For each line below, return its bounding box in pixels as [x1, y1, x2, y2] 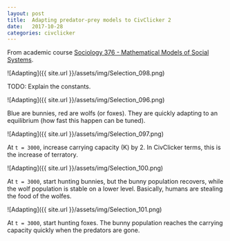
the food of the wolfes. [7, 192, 72, 200]
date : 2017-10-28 [7, 23, 64, 30]
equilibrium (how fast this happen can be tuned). [7, 117, 146, 125]
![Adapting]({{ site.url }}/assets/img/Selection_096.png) [7, 96, 165, 104]
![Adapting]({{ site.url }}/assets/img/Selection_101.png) [7, 205, 162, 214]
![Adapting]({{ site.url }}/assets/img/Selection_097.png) [7, 130, 164, 138]
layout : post [7, 10, 45, 17]
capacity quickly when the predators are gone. [7, 226, 140, 235]
